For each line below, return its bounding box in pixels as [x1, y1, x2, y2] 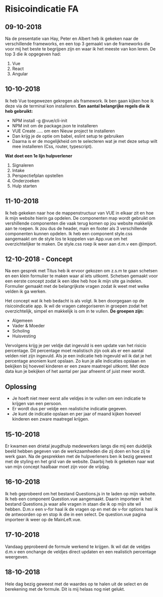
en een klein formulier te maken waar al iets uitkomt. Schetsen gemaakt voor [5, 273, 158, 279]
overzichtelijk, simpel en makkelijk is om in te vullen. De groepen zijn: [5, 308, 144, 314]
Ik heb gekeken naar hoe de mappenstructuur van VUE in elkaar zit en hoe [5, 210, 154, 216]
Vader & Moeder [12, 323, 45, 329]
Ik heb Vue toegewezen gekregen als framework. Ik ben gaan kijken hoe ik [5, 98, 154, 104]
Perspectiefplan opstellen [12, 173, 64, 178]
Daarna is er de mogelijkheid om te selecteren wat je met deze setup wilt [12, 138, 158, 144]
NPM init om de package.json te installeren [12, 123, 98, 128]
